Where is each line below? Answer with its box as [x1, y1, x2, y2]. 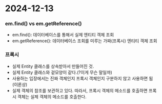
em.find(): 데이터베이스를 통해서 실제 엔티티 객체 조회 [12, 32, 114, 38]
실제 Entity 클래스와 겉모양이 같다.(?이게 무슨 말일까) [12, 69, 112, 75]
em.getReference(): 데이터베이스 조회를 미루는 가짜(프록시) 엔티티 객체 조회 [12, 38, 158, 44]
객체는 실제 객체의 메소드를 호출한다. [17, 93, 87, 100]
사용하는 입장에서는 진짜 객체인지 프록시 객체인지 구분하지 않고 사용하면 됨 [12, 75, 153, 81]
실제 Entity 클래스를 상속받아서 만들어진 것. [12, 63, 94, 69]
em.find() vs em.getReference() [5, 20, 82, 27]
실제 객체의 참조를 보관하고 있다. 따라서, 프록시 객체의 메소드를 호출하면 [12, 87, 148, 93]
